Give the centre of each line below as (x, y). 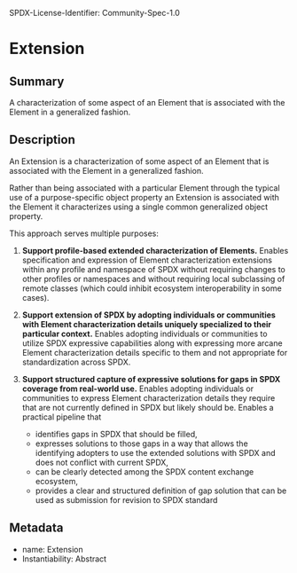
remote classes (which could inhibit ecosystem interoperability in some (152, 288)
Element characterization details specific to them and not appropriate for (155, 352)
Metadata (36, 528)
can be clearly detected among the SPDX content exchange (145, 471)
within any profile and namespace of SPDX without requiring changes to (153, 269)
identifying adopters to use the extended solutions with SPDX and (155, 452)
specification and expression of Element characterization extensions (147, 260)
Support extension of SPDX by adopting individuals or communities (149, 315)
